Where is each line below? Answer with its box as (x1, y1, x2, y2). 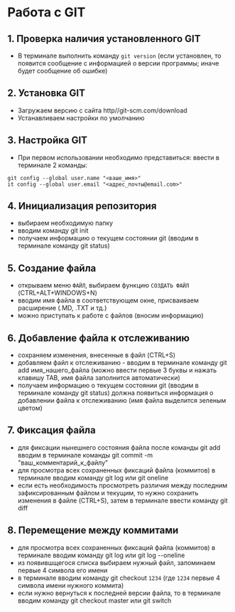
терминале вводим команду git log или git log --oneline (17, 551, 185, 559)
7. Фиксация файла (7, 424, 96, 436)
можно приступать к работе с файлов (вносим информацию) (17, 311, 204, 320)
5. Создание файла (7, 262, 97, 274)
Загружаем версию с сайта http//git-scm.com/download (17, 106, 188, 115)
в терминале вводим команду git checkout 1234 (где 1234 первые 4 (17, 574, 220, 582)
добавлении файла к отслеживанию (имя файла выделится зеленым (17, 396, 226, 405)
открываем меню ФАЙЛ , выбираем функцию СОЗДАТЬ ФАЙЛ (17, 281, 190, 290)
